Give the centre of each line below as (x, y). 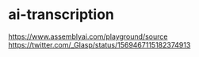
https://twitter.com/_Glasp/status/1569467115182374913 (99, 44)
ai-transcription (61, 15)
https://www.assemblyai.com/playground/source (88, 36)
